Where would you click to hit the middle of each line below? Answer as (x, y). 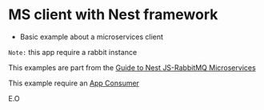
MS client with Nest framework (113, 15)
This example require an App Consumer (74, 83)
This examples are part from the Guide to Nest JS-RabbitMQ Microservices (132, 67)
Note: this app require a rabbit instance (73, 52)
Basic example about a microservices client (92, 37)
